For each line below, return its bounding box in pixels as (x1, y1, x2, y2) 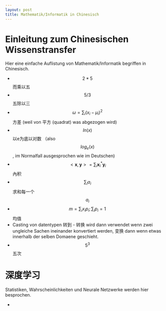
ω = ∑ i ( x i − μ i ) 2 (72, 108, 103, 116)
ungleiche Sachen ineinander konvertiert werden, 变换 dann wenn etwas (12, 228, 162, 234)
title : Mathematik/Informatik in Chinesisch (5, 12, 99, 17)
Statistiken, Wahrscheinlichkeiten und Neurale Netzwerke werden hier (5, 287, 149, 293)
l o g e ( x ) (80, 143, 95, 151)
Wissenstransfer (5, 44, 76, 55)
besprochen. (5, 292, 31, 298)
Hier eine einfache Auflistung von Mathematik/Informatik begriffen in (5, 60, 146, 66)
